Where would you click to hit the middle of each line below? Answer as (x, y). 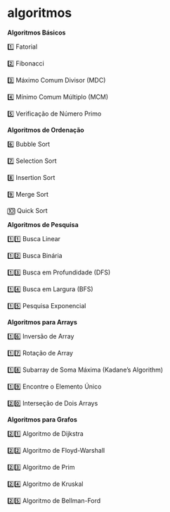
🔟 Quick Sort (27, 210)
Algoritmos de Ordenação (46, 130)
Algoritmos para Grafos (42, 419)
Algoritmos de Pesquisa (43, 224)
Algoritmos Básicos (37, 32)
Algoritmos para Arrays (42, 322)
